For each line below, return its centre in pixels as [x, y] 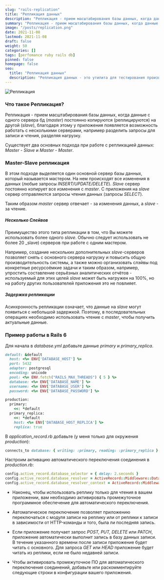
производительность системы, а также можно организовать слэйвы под [81, 263]
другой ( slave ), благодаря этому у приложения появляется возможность [81, 125]
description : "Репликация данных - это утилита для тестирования [77, 78]
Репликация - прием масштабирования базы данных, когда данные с [78, 115]
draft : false [18, 41]
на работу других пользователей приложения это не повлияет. [71, 283]
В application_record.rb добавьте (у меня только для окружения [72, 436]
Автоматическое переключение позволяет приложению [71, 512]
